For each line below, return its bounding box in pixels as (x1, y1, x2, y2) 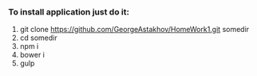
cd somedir (19, 33, 57, 42)
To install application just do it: (8, 6, 130, 18)
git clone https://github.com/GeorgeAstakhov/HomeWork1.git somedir (19, 25, 250, 34)
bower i (19, 50, 45, 60)
